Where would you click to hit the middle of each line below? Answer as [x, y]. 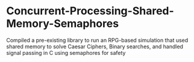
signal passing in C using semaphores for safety [66, 52]
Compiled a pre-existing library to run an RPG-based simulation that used [97, 40]
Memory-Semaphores [63, 24]
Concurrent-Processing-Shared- [90, 11]
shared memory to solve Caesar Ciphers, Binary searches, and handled [95, 46]
